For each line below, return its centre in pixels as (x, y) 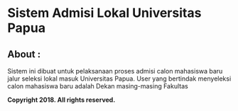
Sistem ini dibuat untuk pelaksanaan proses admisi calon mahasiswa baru (115, 71)
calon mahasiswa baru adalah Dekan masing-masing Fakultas (98, 86)
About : (24, 54)
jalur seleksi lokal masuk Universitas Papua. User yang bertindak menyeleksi (119, 78)
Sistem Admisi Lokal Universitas (104, 13)
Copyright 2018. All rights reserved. (61, 100)
